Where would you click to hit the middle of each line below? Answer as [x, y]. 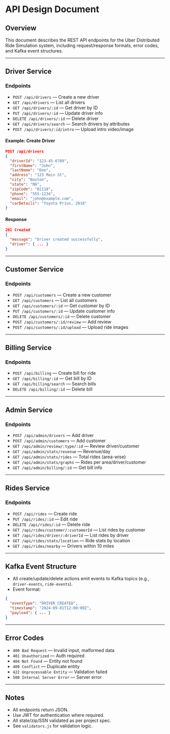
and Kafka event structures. [34, 51]
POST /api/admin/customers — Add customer [59, 441]
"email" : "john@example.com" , [41, 198]
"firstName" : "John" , [33, 165]
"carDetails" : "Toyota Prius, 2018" [48, 203]
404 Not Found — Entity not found [47, 661]
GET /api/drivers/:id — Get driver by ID [55, 108]
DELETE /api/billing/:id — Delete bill [52, 389]
